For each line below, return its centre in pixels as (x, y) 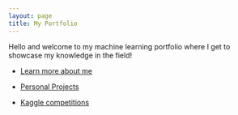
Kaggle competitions (55, 102)
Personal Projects (49, 87)
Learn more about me (56, 70)
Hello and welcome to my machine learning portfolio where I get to (119, 46)
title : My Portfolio (43, 23)
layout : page (30, 16)
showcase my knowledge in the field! (70, 55)
